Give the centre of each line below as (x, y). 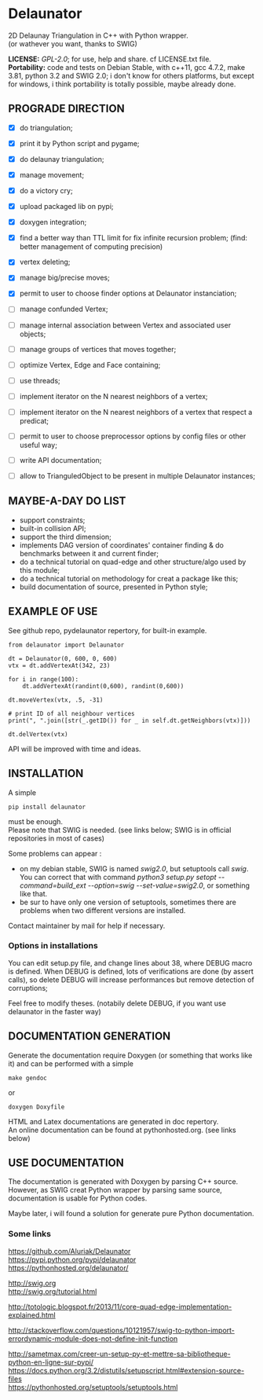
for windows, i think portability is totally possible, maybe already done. (122, 84)
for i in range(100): (44, 679)
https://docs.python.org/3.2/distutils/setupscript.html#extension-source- (126, 1370)
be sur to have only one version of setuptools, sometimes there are (128, 902)
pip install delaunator (47, 807)
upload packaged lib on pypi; (66, 207)
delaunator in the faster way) (55, 1011)
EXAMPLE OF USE (53, 612)
